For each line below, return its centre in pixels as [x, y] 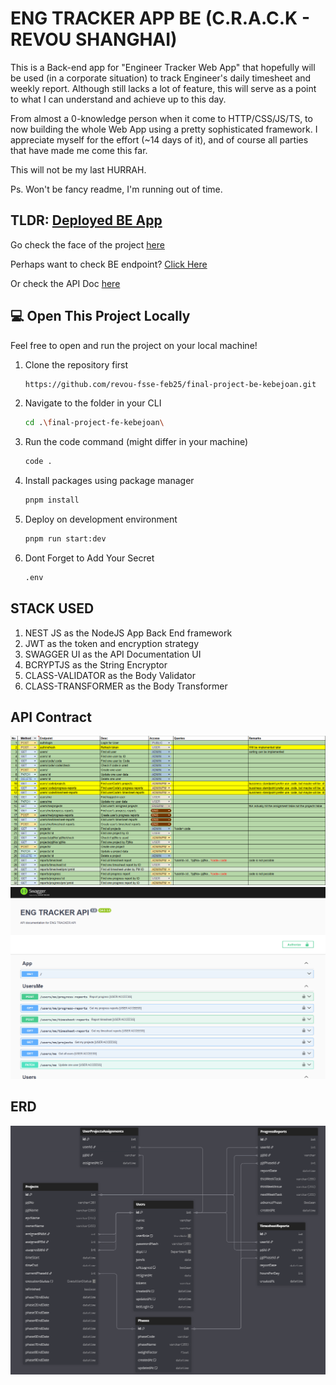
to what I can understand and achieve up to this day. [118, 99]
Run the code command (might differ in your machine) [136, 442]
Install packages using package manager [109, 481]
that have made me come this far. [79, 150]
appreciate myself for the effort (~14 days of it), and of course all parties [159, 139]
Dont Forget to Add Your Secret [89, 558]
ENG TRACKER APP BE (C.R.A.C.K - [160, 18]
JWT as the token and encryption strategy [112, 643]
